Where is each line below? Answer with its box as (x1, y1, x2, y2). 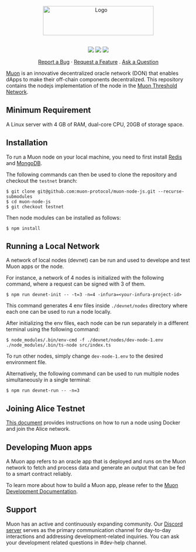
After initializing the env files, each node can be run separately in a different (6, 320, 189, 327)
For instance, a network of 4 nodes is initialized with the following (6, 275, 164, 282)
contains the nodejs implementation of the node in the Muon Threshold (6, 82, 177, 89)
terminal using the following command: (6, 326, 100, 333)
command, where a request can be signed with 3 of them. (6, 280, 146, 287)
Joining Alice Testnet (6, 403, 85, 413)
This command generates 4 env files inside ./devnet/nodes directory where (6, 302, 188, 309)
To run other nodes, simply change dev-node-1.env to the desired (6, 352, 163, 359)
